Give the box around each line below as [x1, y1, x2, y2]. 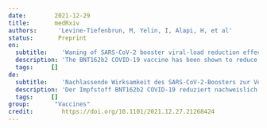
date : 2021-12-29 [8, 11, 91, 20]
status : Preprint [8, 33, 87, 42]
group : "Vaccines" [8, 100, 91, 108]
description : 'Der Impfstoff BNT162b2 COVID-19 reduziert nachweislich [15, 85, 258, 94]
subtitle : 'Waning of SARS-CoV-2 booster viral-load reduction [15, 48, 240, 56]
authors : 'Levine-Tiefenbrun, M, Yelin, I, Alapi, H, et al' [8, 26, 233, 34]
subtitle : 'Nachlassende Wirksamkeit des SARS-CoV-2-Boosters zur [15, 78, 250, 86]
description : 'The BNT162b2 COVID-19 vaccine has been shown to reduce [15, 56, 258, 64]
